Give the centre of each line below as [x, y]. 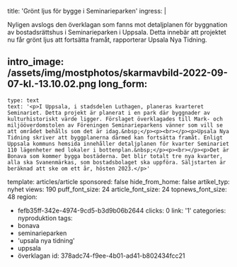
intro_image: [36, 62]
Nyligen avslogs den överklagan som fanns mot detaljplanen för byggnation [117, 24]
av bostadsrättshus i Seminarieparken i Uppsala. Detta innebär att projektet [117, 32]
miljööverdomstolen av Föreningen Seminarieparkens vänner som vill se [115, 125]
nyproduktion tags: [45, 218]
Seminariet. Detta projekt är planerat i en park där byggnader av [109, 113]
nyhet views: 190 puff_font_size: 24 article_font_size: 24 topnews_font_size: [117, 189]
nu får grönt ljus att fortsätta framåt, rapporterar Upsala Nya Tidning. [107, 40]
